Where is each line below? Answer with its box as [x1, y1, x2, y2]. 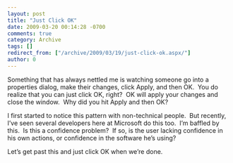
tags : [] [7, 43, 33, 50]
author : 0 [7, 56, 37, 63]
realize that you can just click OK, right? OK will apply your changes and [7, 90, 219, 98]
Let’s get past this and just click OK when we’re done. [7, 147, 163, 155]
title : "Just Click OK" [7, 17, 78, 24]
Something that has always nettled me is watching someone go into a [7, 75, 210, 84]
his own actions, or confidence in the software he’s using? [7, 133, 177, 142]
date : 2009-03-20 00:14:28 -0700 [7, 23, 106, 30]
